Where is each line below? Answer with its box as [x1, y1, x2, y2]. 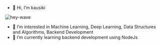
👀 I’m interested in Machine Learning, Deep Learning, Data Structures [12, 24, 156, 30]
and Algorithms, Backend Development [12, 29, 94, 35]
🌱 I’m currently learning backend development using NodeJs [12, 35, 138, 40]
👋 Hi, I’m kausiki [12, 5, 46, 10]
